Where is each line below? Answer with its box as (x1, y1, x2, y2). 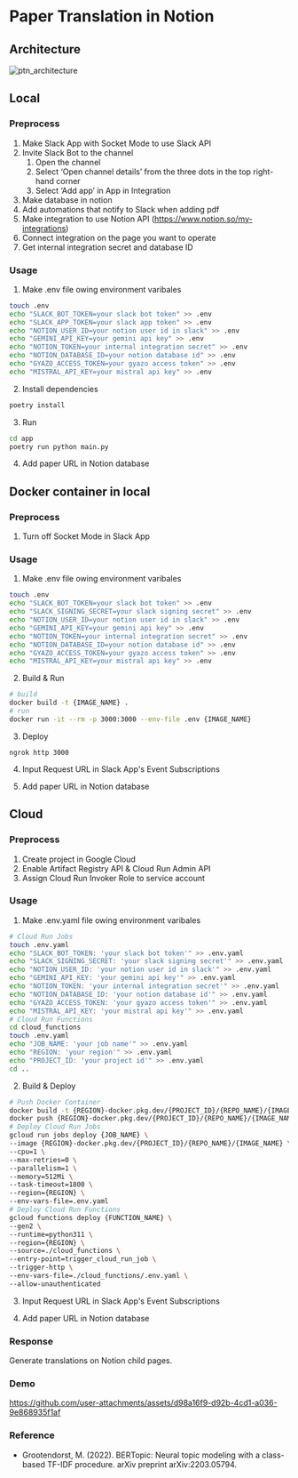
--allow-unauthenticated (9, 1279, 101, 1289)
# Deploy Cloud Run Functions (9, 1205, 122, 1215)
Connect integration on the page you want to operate (21, 232, 216, 243)
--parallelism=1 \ (9, 1163, 77, 1173)
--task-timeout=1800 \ (9, 1180, 93, 1189)
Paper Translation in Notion (9, 6, 215, 27)
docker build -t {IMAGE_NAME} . (9, 698, 129, 708)
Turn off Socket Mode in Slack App (21, 531, 151, 542)
